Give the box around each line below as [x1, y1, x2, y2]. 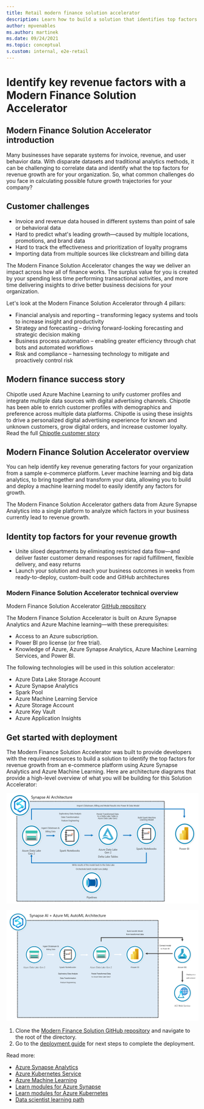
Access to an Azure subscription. [15, 633, 99, 640]
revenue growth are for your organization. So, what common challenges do [6, 171, 195, 178]
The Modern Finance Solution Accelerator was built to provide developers [6, 749, 192, 756]
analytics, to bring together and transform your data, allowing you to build [6, 476, 191, 483]
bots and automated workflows [15, 343, 93, 351]
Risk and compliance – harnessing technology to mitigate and [15, 350, 169, 357]
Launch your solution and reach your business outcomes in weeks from [15, 567, 195, 574]
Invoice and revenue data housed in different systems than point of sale [15, 217, 195, 225]
